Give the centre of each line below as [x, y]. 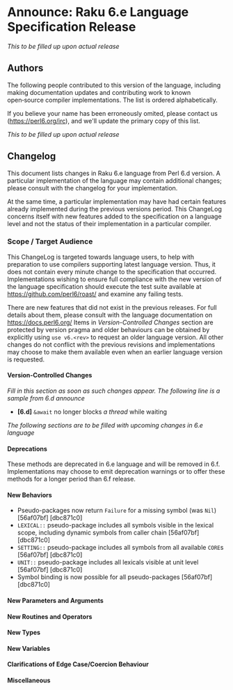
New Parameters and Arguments [56, 601]
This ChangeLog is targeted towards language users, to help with [101, 257]
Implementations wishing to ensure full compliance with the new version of [114, 279]
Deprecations [27, 449]
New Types [24, 633]
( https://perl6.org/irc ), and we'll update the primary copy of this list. [104, 121]
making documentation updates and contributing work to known [99, 92]
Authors [25, 68]
